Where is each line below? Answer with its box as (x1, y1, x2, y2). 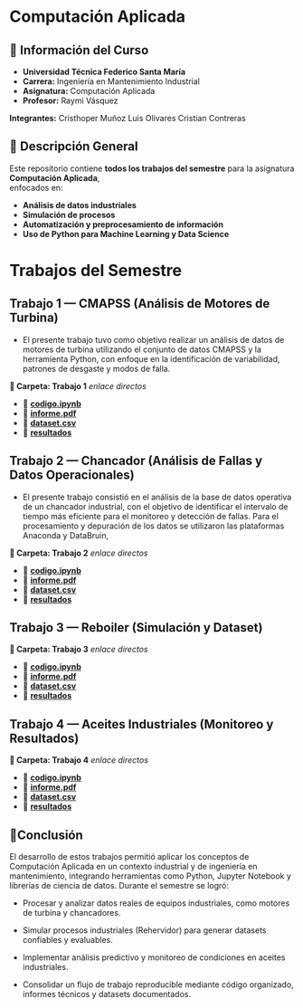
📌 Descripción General (9, 138, 138, 155)
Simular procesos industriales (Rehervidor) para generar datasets (22, 925, 267, 936)
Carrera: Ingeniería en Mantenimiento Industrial (22, 76, 201, 87)
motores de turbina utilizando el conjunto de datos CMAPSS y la (22, 344, 262, 355)
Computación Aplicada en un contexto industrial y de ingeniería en (9, 861, 258, 872)
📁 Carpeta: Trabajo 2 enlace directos (9, 547, 148, 558)
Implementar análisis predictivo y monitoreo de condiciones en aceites (22, 952, 286, 963)
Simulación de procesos (22, 209, 116, 220)
